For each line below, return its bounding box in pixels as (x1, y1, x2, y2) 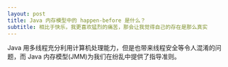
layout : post (7, 10, 46, 18)
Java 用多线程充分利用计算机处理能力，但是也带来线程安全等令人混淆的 (7, 44, 216, 52)
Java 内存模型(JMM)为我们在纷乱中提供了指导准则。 (27, 52, 181, 61)
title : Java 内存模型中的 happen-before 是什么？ (7, 17, 147, 24)
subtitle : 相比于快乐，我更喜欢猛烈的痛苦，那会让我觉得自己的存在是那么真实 (7, 23, 208, 30)
